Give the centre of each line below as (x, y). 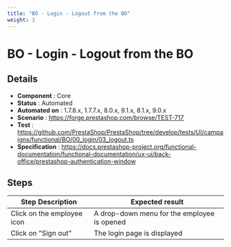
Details (22, 79)
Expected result (157, 202)
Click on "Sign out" (41, 233)
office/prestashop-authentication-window (76, 161)
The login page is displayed (138, 233)
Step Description (49, 202)
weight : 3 (21, 20)
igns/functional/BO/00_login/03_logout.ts (75, 139)
